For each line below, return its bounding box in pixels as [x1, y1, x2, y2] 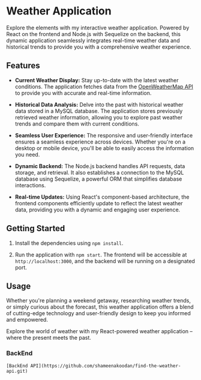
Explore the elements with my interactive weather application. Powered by [6, 24, 190, 31]
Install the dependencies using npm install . [14, 239, 124, 247]
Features [6, 61, 40, 71]
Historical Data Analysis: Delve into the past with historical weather [14, 101, 184, 108]
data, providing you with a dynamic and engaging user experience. [14, 206, 181, 213]
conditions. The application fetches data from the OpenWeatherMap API [14, 83, 194, 90]
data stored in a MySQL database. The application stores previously [14, 107, 183, 115]
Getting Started [6, 223, 65, 234]
